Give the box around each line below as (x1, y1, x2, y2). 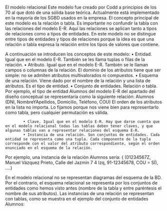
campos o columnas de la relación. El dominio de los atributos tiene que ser (5, 67, 161, 73)
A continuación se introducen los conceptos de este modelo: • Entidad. (5, 51, 152, 57)
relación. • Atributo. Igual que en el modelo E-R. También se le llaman (5, 62, 148, 67)
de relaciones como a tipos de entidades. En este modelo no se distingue (5, 31, 156, 36)
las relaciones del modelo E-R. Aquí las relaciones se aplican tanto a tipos (5, 25, 157, 31)
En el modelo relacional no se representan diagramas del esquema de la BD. (5, 174, 162, 180)
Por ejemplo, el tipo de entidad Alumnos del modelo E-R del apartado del (5, 88, 155, 94)
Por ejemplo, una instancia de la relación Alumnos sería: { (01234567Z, (5, 154, 151, 160)
